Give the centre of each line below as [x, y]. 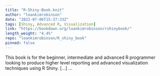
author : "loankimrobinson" [34, 15]
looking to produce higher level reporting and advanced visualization [77, 63]
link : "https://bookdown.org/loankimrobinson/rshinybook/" [69, 29]
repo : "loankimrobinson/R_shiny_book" [46, 39]
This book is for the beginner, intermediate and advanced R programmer [80, 57]
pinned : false [20, 43]
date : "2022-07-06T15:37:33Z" [37, 19]
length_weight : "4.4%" [29, 33]
